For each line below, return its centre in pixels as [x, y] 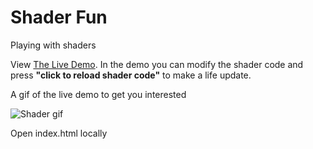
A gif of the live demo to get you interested [98, 94]
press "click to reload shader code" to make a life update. [131, 75]
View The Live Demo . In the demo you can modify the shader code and [157, 64]
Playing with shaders [53, 45]
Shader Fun [59, 17]
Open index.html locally [59, 133]
